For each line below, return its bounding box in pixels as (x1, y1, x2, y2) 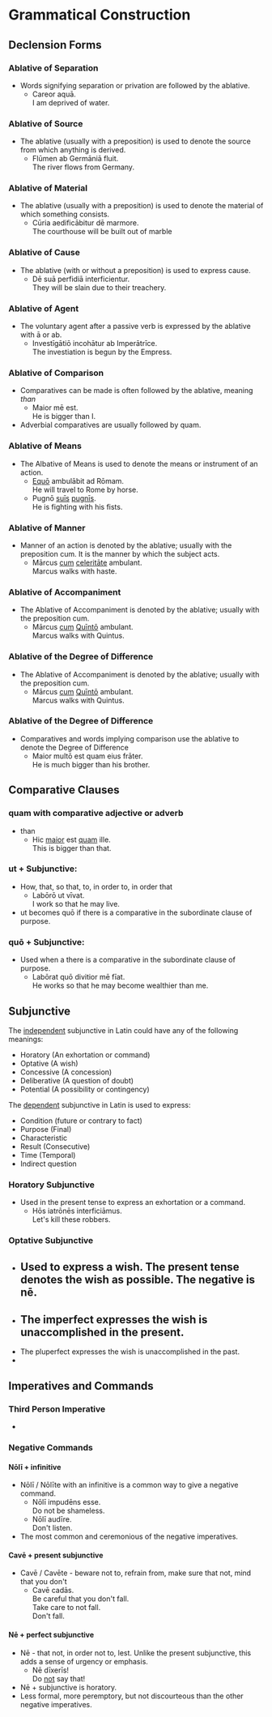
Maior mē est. (32, 403, 79, 412)
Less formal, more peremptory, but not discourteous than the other (19, 1691, 244, 1701)
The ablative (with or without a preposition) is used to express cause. (19, 265, 251, 275)
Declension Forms (8, 38, 102, 52)
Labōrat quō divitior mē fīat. (32, 972, 125, 982)
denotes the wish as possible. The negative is (19, 1272, 256, 1286)
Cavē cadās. (32, 1586, 74, 1595)
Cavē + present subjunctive (8, 1550, 104, 1560)
